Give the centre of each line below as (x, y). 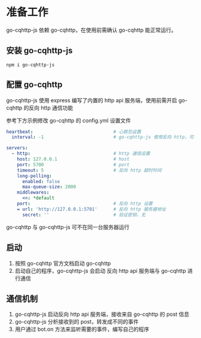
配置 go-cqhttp (34, 85)
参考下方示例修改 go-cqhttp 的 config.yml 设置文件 (69, 120)
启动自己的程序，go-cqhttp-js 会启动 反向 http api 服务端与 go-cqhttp (100, 270)
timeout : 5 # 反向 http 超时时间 (89, 170)
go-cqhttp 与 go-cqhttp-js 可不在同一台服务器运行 (68, 227)
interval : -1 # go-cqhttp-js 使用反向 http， (100, 137)
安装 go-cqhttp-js (39, 51)
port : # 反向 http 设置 (85, 204)
